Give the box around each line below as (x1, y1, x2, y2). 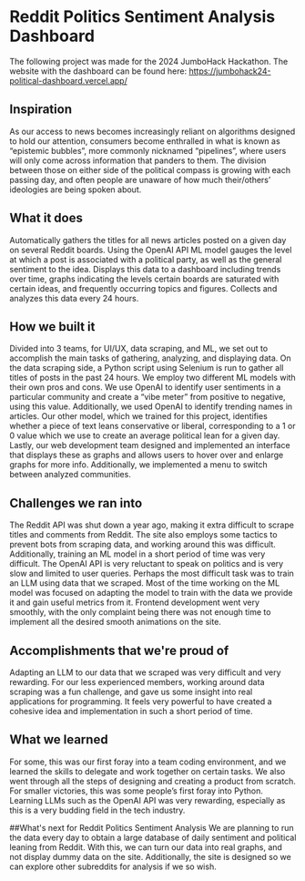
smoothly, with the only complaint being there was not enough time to (9, 607, 271, 618)
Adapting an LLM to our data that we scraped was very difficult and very (9, 667, 281, 678)
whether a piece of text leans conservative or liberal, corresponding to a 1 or (9, 421, 296, 432)
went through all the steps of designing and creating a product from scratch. (9, 775, 296, 786)
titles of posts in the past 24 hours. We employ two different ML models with (9, 372, 296, 384)
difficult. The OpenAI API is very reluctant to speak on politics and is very (9, 558, 284, 569)
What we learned (9, 732, 108, 748)
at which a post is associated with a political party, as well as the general (9, 253, 282, 265)
